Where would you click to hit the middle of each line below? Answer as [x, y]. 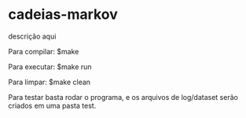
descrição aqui [32, 36]
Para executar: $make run [50, 66]
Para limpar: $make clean [50, 82]
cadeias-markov [63, 15]
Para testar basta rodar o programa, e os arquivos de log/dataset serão [123, 97]
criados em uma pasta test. [52, 105]
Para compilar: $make [44, 51]
